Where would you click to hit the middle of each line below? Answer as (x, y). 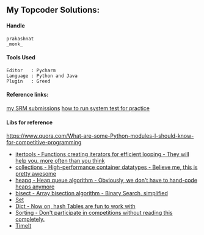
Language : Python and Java (42, 76)
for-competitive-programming (44, 143)
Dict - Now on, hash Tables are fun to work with (75, 206)
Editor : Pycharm (31, 70)
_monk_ (15, 44)
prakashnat (20, 39)
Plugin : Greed (28, 81)
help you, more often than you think (60, 161)
